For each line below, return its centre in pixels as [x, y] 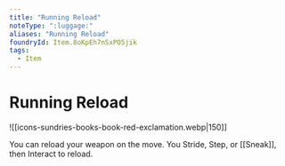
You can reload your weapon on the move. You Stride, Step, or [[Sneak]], [143, 144]
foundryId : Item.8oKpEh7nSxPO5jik [73, 42]
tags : [19, 51]
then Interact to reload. [51, 154]
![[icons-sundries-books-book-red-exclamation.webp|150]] [118, 127]
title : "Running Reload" [55, 17]
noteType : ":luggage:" [51, 26]
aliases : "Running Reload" [59, 34]
